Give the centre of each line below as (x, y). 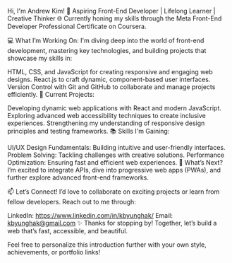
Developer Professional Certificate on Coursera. (77, 26)
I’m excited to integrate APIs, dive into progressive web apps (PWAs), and (114, 170)
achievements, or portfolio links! (54, 252)
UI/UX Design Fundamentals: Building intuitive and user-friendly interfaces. (116, 147)
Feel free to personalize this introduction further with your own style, (107, 245)
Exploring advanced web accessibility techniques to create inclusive (106, 116)
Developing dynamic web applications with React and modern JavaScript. (115, 108)
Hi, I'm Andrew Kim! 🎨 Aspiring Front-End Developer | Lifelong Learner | (111, 11)
